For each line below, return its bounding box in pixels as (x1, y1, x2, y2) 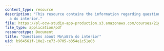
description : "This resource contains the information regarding (5, 12, 141, 17)
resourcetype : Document (5, 30, 54, 34)
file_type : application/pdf (5, 25, 62, 30)
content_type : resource (5, 7, 54, 12)
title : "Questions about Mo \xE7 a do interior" (5, 34, 102, 39)
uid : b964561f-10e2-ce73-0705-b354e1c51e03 (5, 39, 95, 44)
